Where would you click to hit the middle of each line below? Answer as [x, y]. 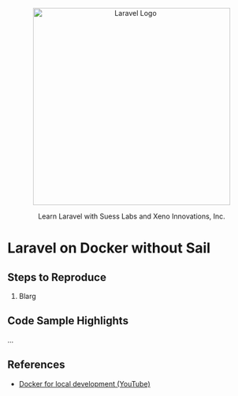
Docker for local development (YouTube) [84, 383]
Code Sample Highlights [68, 321]
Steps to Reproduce [57, 277]
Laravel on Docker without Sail [109, 248]
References [36, 365]
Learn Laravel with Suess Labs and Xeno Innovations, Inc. [132, 216]
